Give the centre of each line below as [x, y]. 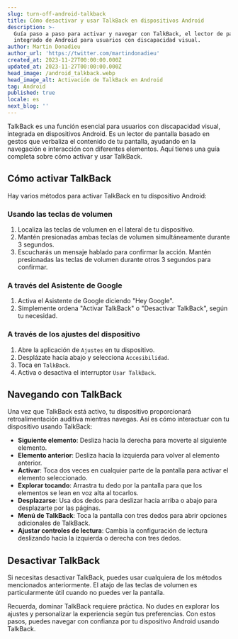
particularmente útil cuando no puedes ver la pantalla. [86, 593]
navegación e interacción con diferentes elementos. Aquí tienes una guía [114, 149]
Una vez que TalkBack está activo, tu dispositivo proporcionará [99, 412]
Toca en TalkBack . [44, 365]
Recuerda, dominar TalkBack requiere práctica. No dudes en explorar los [113, 606]
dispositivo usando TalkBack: [50, 426]
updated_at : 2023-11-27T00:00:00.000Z [64, 67]
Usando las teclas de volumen [60, 214]
